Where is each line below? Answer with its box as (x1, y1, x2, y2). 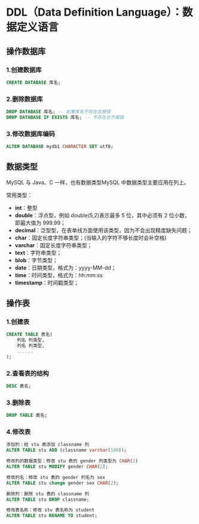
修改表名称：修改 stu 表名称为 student (6, 507, 94, 513)
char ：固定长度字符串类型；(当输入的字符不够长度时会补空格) (14, 234, 167, 241)
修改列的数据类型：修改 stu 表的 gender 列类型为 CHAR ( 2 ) (6, 458, 139, 464)
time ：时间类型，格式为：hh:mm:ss (14, 271, 103, 278)
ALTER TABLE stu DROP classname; (6, 496, 90, 502)
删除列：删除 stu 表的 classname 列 (6, 490, 90, 497)
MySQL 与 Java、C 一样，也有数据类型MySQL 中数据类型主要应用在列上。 (6, 178, 189, 186)
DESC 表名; (6, 383, 32, 389)
